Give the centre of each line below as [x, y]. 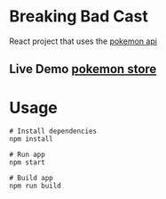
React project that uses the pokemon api [83, 41]
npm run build [36, 186]
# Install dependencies [53, 131]
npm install [31, 139]
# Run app [28, 155]
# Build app [31, 178]
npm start [28, 162]
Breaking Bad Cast [79, 17]
